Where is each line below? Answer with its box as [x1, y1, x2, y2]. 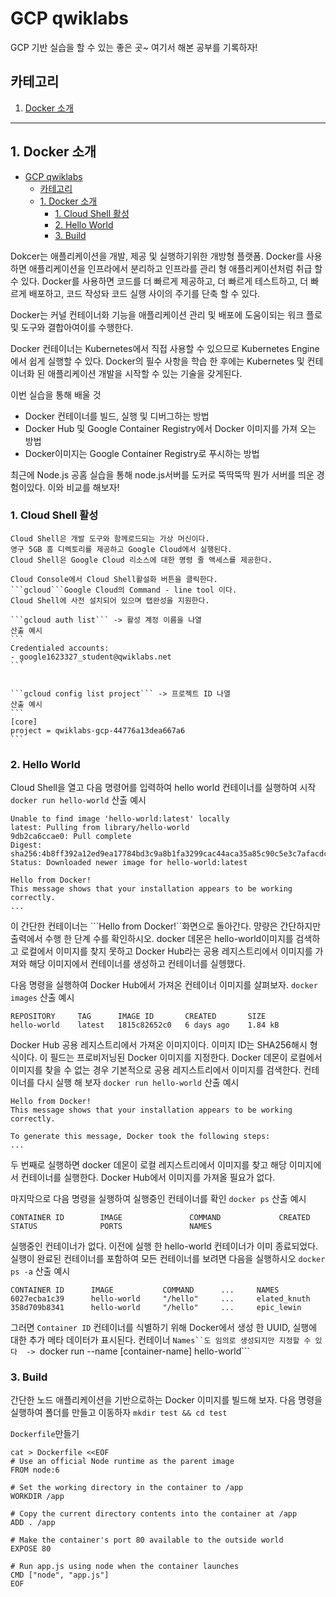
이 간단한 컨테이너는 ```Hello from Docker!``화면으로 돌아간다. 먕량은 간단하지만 [10, 920, 322, 932]
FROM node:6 [10, 1465, 60, 1476]
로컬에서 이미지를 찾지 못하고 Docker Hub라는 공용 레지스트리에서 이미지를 [20, 945, 313, 957]
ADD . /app [10, 1518, 56, 1528]
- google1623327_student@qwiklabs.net [10, 652, 172, 662]
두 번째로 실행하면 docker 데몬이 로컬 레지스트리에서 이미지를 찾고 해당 [10, 1159, 287, 1171]
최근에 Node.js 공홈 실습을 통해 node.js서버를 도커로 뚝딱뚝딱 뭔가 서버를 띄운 [10, 468, 315, 481]
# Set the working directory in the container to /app [10, 1483, 244, 1493]
